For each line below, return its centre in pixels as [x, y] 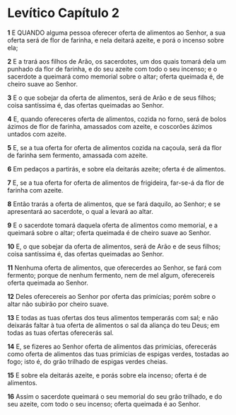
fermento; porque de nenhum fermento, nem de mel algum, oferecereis [111, 275]
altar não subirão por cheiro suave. [58, 304]
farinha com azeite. [35, 190]
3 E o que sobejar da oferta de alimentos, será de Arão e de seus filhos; [112, 98]
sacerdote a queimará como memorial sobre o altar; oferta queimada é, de [116, 76]
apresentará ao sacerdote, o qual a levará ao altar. [80, 211]
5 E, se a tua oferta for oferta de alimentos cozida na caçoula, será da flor [114, 147]
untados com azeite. [37, 134]
